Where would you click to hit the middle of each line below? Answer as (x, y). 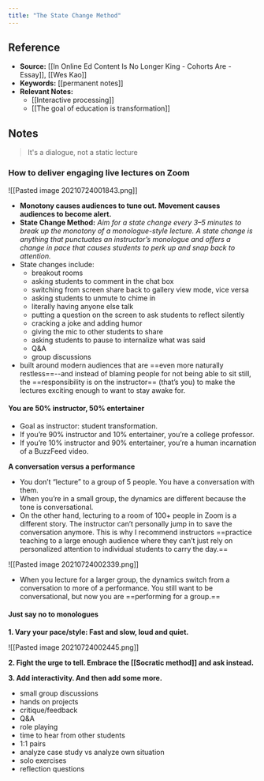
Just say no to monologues (53, 614)
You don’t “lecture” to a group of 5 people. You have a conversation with (137, 481)
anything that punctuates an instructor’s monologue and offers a (125, 239)
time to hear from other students (73, 735)
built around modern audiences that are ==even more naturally (121, 365)
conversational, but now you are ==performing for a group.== (120, 596)
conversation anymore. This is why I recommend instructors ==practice (136, 532)
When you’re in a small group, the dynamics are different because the (133, 498)
